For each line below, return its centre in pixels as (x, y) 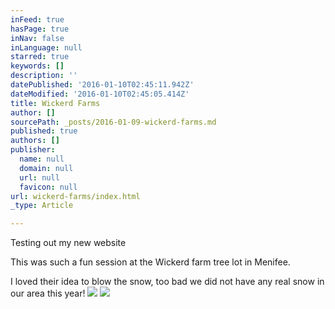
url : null (39, 177)
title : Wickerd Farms (55, 103)
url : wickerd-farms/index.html (75, 196)
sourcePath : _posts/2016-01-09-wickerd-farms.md (113, 122)
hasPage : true (40, 29)
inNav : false (37, 38)
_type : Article (42, 206)
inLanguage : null (46, 47)
